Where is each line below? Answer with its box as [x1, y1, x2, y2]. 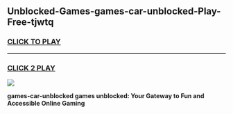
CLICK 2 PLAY [7, 63, 55, 73]
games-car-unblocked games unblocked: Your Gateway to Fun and [7, 91, 205, 99]
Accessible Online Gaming [7, 99, 85, 107]
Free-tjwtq [7, 17, 54, 28]
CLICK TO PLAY [7, 37, 61, 47]
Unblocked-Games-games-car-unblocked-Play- [7, 6, 221, 17]
